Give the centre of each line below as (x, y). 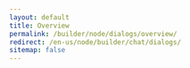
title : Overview (39, 26)
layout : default (39, 17)
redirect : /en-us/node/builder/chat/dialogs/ (95, 42)
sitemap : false (37, 50)
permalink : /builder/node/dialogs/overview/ (93, 34)
